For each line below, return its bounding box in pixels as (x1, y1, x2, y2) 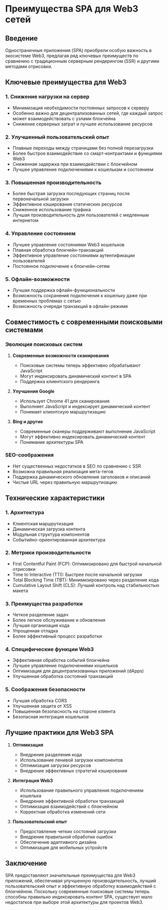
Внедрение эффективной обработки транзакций (20, 798, 124, 804)
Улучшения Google (12, 388, 55, 394)
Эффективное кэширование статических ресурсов (12, 201, 122, 207)
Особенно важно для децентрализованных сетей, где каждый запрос (12, 110, 163, 116)
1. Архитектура (5, 509, 44, 516)
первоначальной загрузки (12, 196, 69, 202)
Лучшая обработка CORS (12, 697, 67, 703)
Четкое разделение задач (12, 612, 69, 618)
